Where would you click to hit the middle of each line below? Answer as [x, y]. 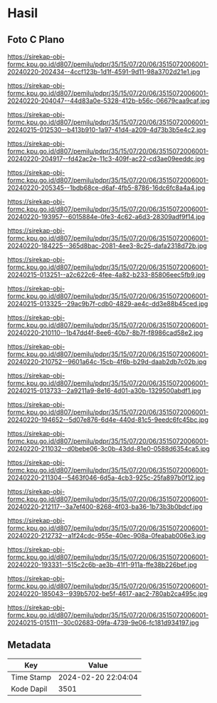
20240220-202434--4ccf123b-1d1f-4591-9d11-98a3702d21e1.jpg [104, 72]
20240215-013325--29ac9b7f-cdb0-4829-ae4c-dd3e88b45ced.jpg [108, 304]
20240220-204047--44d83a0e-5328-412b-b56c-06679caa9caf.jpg [108, 101]
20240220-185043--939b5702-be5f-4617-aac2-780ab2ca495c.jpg [107, 593]
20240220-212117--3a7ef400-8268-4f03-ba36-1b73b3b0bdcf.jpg [105, 507]
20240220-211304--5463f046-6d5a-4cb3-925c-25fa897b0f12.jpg [106, 477]
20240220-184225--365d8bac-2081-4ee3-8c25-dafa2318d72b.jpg [107, 246]
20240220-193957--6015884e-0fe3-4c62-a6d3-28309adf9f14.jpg [106, 217]
